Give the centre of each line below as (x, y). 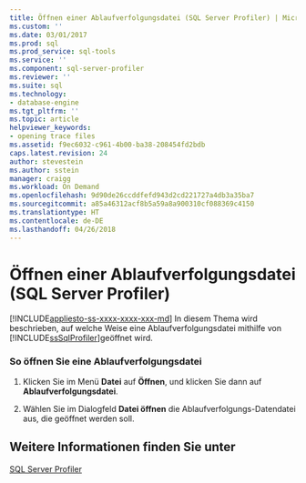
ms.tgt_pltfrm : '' (44, 111)
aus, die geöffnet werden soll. (78, 418)
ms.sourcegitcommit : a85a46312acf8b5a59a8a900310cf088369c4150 (132, 204)
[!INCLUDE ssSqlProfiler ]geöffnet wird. (81, 338)
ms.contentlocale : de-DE (56, 221)
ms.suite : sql (36, 86)
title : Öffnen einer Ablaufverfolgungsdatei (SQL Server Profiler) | (144, 18)
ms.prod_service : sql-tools (63, 52)
